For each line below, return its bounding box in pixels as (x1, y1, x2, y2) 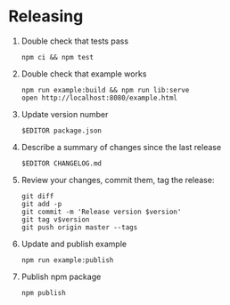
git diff (21, 191, 54, 201)
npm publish (21, 288, 66, 297)
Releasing (8, 6, 84, 27)
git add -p (21, 199, 62, 208)
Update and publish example (21, 238, 127, 249)
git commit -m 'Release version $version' (21, 207, 182, 216)
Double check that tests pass (21, 36, 129, 46)
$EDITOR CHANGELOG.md (21, 158, 102, 168)
